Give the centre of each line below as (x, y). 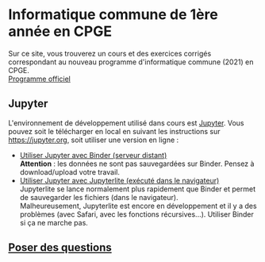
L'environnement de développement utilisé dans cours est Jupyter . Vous (126, 123)
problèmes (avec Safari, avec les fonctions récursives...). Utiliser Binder (136, 214)
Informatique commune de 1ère (113, 15)
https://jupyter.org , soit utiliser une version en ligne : (94, 140)
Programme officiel (40, 79)
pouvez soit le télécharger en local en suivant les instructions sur (114, 131)
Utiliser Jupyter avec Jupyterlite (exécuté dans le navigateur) (119, 180)
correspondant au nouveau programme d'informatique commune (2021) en (131, 62)
